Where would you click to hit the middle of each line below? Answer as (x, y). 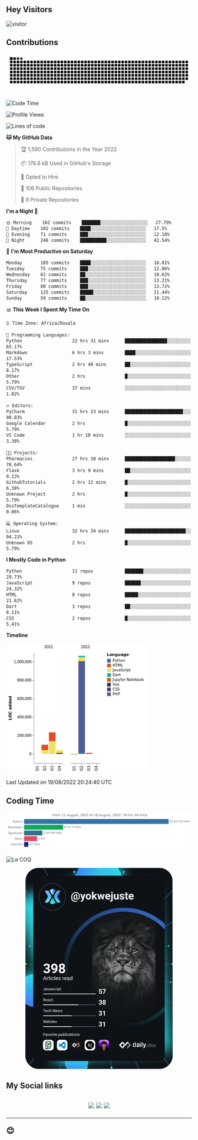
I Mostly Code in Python (36, 560)
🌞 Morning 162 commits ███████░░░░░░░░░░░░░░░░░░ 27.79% (89, 223)
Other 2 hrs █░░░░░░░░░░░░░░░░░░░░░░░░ (99, 377)
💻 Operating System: (32, 524)
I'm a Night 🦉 (22, 211)
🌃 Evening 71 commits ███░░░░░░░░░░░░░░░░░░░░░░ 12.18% (88, 235)
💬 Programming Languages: (38, 335)
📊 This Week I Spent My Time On (48, 309)
